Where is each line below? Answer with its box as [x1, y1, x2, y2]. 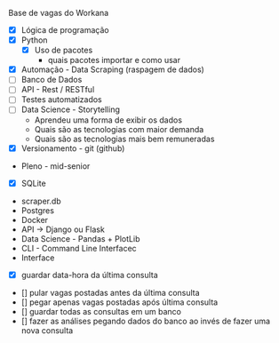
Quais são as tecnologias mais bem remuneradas [34, 133, 215, 144]
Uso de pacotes [34, 44, 93, 56]
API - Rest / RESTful [20, 84, 95, 95]
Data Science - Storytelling [20, 104, 121, 115]
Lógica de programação [20, 25, 109, 35]
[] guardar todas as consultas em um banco [20, 306, 181, 316]
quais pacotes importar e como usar [47, 55, 181, 66]
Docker [20, 214, 49, 225]
